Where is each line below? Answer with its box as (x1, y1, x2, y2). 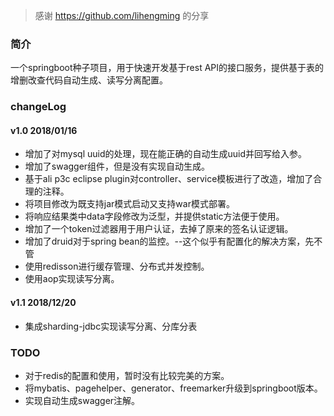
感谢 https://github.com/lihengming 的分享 (34, 10, 210, 21)
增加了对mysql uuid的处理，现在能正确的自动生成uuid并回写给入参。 (24, 148, 308, 160)
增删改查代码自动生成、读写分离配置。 (10, 74, 168, 86)
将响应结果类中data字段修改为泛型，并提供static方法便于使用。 (24, 210, 285, 223)
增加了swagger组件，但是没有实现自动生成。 (24, 160, 211, 173)
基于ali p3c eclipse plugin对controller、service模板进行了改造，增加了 (24, 173, 314, 185)
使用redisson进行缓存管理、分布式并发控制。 (24, 260, 210, 273)
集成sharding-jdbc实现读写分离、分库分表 (24, 320, 198, 332)
